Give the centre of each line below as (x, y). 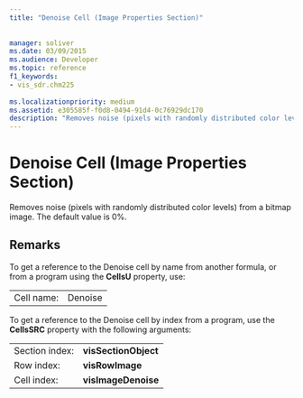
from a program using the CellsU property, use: (97, 276)
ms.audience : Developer (54, 60)
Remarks (35, 245)
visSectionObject (121, 350)
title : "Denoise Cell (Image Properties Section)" (106, 18)
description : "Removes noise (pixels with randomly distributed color (145, 118)
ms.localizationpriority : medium (72, 102)
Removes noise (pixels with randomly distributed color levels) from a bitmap (150, 208)
